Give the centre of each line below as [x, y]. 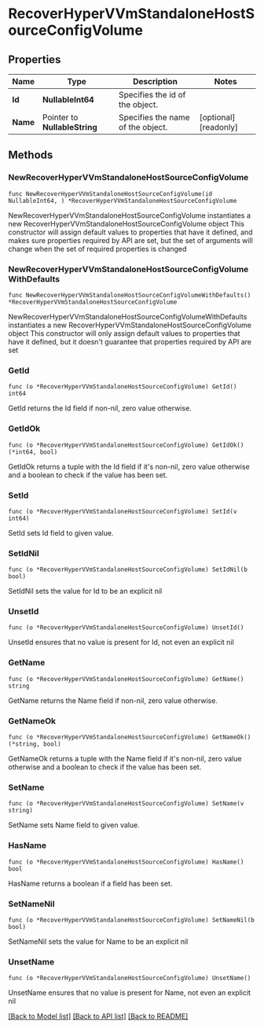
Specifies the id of [152, 95]
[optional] [217, 117]
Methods [31, 155]
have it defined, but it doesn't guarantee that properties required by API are [130, 341]
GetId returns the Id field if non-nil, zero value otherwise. [100, 408]
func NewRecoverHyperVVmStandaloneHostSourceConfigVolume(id [110, 193]
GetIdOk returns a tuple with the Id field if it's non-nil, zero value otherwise [129, 466]
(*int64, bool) [33, 452]
